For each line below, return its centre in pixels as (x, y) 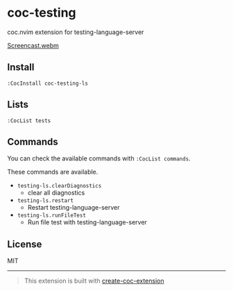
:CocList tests (29, 120)
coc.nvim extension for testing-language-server (76, 32)
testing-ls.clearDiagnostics (59, 186)
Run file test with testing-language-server (87, 222)
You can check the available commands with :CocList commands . (99, 158)
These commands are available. (53, 172)
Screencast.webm (33, 45)
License (25, 244)
